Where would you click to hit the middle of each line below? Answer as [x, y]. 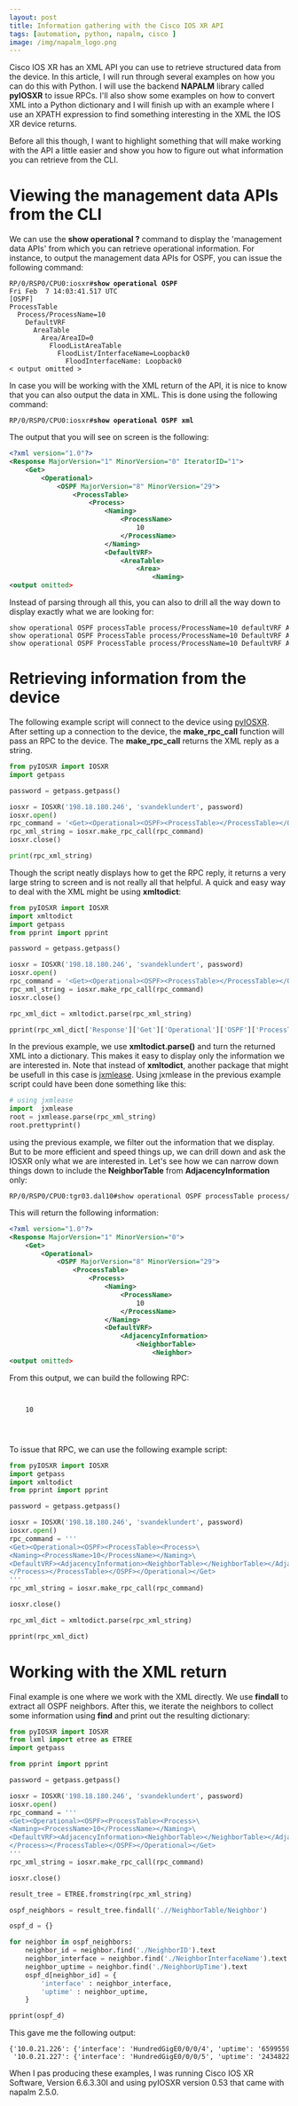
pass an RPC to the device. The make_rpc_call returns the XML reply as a [144, 741]
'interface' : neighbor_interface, [107, 1984]
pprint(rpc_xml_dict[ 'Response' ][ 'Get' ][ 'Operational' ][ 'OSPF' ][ [132, 1030]
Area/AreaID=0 [67, 338]
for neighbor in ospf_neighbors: [71, 1942]
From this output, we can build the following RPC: [99, 1378]
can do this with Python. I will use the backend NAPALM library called [137, 86]
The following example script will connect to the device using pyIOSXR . [139, 722]
